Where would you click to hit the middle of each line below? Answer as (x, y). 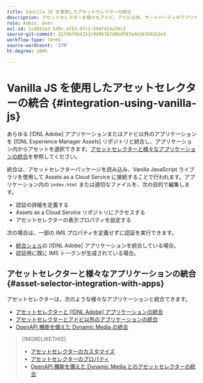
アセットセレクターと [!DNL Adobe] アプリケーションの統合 (89, 312)
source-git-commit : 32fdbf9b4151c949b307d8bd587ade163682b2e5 (86, 34)
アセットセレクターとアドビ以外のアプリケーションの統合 (87, 319)
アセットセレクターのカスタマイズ (73, 351)
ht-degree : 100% (27, 51)
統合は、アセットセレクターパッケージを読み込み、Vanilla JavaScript (92, 169)
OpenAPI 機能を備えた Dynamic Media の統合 (72, 327)
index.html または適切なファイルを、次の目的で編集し (117, 184)
